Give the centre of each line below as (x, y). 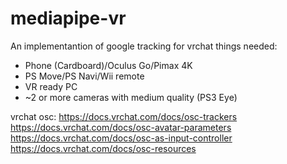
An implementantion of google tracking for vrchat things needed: (144, 46)
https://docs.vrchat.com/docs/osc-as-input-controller (121, 138)
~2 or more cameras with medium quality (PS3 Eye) (131, 97)
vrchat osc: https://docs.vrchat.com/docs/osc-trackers (124, 116)
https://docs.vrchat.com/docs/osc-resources (103, 148)
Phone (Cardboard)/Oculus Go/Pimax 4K (108, 65)
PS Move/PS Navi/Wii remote (84, 76)
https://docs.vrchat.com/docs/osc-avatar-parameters (121, 127)
